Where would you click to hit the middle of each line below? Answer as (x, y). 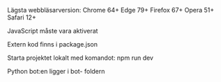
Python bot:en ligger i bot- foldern (56, 71)
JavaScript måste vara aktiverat (53, 31)
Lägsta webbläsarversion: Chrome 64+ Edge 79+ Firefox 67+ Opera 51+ (111, 10)
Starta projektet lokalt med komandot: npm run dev (80, 58)
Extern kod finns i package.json (53, 44)
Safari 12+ (22, 17)
